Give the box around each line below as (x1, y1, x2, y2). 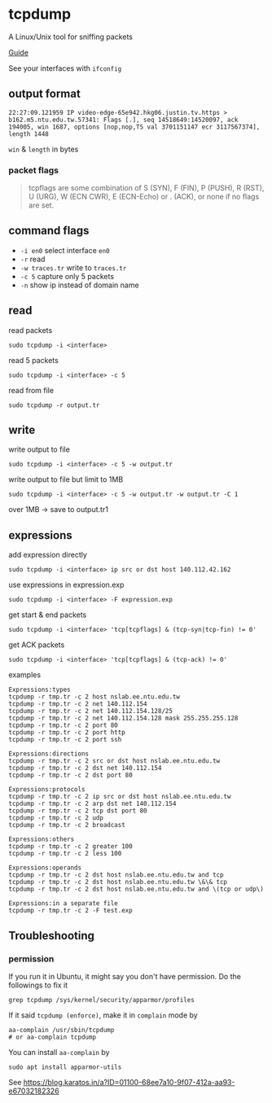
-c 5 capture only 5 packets (20, 271, 115, 281)
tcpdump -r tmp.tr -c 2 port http (8, 729, 126, 737)
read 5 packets (8, 355, 59, 365)
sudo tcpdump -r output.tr (8, 400, 100, 409)
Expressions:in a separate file (8, 899, 118, 908)
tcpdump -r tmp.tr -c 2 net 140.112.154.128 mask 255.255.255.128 (8, 714, 239, 723)
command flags (8, 224, 90, 238)
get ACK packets (8, 640, 65, 650)
